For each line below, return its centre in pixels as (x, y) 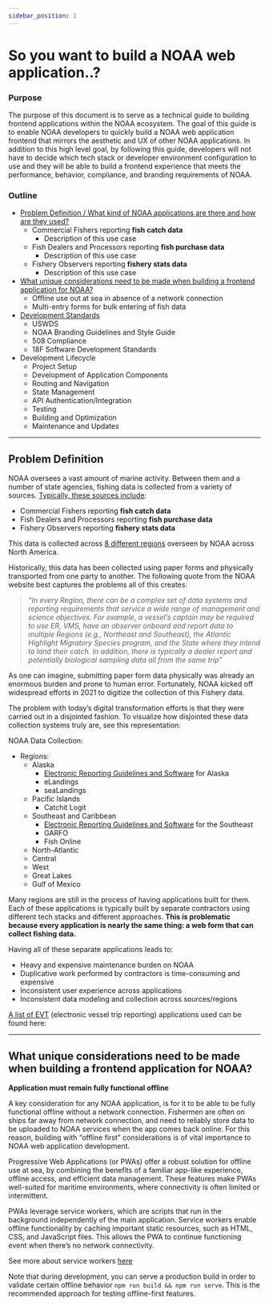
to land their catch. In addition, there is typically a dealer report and (140, 652)
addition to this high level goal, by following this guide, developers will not (130, 149)
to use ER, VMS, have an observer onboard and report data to (130, 626)
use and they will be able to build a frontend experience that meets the (125, 166)
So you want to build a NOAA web (122, 55)
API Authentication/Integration (82, 401)
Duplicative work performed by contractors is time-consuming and (130, 974)
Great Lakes (52, 876)
